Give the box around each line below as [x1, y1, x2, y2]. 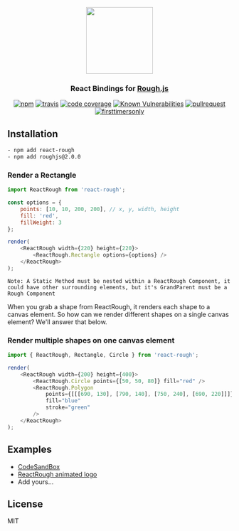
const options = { [7, 199, 62, 206]
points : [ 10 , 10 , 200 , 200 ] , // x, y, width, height [20, 205, 180, 213]
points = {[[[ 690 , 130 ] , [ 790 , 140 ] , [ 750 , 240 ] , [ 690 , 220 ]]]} [45, 391, 234, 398]
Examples [7, 444, 52, 456]
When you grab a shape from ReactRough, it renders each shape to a [7, 302, 211, 311]
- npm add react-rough [7, 146, 75, 154]
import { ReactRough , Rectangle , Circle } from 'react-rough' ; [7, 352, 199, 359]
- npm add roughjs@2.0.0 [7, 153, 81, 160]
